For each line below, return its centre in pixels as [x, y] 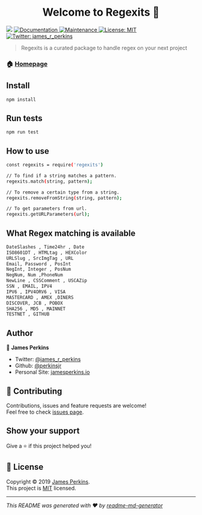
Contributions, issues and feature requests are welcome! [76, 405]
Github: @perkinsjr [38, 366]
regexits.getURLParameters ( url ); [48, 214]
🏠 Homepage [27, 64]
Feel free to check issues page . [45, 412]
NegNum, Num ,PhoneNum [35, 275]
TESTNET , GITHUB [28, 314]
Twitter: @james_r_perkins [48, 359]
